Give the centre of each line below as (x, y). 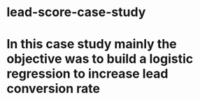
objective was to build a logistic (100, 59)
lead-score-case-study (76, 12)
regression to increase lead (87, 74)
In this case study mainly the (92, 44)
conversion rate (53, 89)
